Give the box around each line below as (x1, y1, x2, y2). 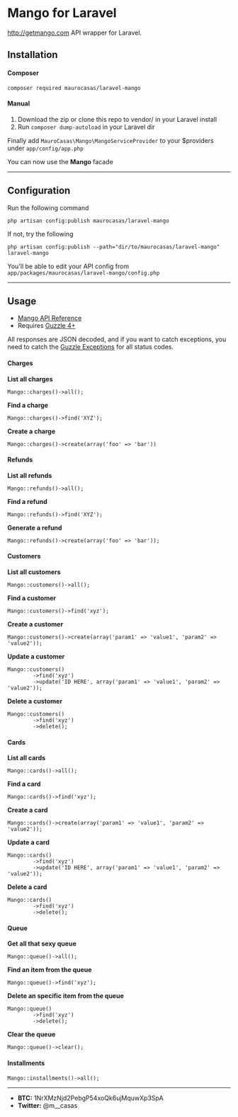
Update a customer (7, 652, 65, 660)
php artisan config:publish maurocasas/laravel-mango (7, 217, 170, 224)
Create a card (7, 806, 48, 815)
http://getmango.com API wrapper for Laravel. (7, 28, 142, 37)
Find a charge (7, 401, 48, 409)
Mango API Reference (17, 314, 82, 323)
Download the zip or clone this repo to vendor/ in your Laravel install (17, 115, 217, 123)
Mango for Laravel (7, 5, 117, 21)
